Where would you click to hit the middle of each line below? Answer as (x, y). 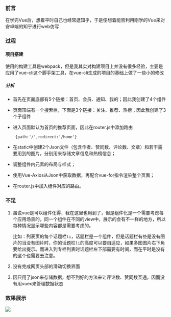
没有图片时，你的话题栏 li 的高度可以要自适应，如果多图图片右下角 (96, 242)
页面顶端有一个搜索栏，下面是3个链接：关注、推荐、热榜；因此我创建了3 (89, 110)
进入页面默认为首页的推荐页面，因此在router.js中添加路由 (73, 127)
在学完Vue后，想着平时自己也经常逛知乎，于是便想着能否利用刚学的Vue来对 (85, 20)
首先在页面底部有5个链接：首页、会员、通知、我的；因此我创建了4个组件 (89, 99)
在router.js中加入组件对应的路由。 (48, 186)
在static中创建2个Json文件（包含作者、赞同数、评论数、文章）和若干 (85, 147)
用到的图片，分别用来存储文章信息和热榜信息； (66, 154)
